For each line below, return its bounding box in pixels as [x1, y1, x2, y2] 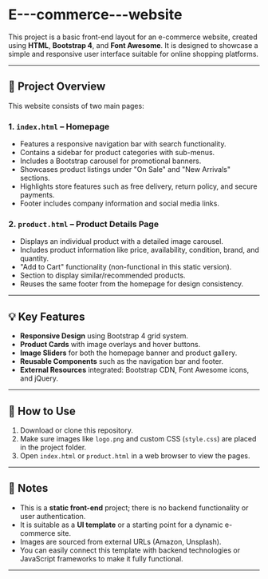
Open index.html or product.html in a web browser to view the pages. [19, 450, 250, 461]
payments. [19, 190, 55, 200]
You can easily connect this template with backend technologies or [19, 545, 241, 555]
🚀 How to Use [8, 404, 76, 417]
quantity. [19, 254, 49, 263]
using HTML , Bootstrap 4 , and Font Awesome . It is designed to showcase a [8, 40, 258, 50]
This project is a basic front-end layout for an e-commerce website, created [8, 32, 258, 42]
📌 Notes [8, 481, 49, 495]
